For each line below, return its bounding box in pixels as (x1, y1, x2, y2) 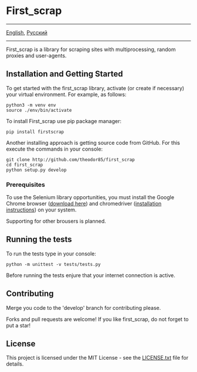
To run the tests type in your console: (6, 250, 97, 257)
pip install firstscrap (6, 129, 64, 135)
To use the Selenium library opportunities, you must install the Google (6, 194, 175, 201)
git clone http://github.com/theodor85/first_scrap (6, 156, 135, 162)
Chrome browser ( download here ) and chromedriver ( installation (6, 200, 162, 207)
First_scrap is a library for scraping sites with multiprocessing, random (6, 46, 176, 53)
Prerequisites (6, 180, 45, 189)
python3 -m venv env (6, 102, 57, 108)
